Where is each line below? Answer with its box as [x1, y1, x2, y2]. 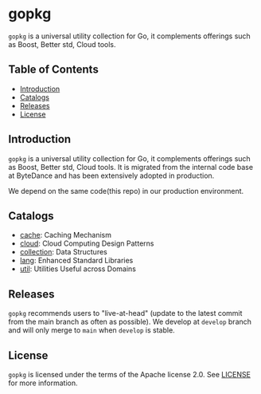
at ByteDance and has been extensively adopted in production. [8, 171, 215, 180]
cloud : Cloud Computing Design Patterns [19, 238, 154, 248]
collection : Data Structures [19, 247, 107, 257]
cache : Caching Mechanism [19, 230, 112, 240]
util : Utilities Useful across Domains [19, 264, 137, 274]
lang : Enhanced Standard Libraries [19, 256, 134, 266]
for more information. [8, 378, 78, 388]
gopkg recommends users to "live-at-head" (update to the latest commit [8, 309, 243, 318]
